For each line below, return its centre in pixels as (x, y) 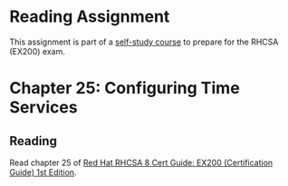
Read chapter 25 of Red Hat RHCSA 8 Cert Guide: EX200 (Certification (141, 162)
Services (44, 108)
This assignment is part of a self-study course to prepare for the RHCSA (144, 42)
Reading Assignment (90, 17)
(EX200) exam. (37, 51)
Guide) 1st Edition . (43, 172)
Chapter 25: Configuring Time (125, 88)
